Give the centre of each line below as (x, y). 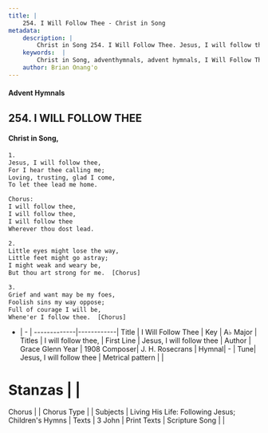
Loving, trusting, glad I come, (62, 177)
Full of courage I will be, (55, 309)
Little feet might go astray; (59, 258)
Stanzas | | (45, 390)
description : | (48, 38)
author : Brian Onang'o (60, 68)
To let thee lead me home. (53, 185)
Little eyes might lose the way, (64, 251)
